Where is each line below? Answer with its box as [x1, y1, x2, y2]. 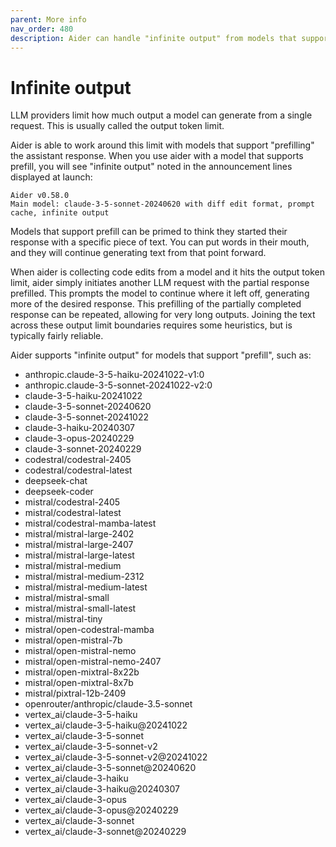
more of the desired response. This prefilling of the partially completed [10, 298, 302, 310]
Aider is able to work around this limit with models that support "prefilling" [10, 139, 315, 151]
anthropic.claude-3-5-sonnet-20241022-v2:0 [24, 379, 213, 391]
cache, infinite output [10, 208, 110, 218]
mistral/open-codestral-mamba [24, 624, 155, 636]
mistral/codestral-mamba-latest [24, 517, 157, 530]
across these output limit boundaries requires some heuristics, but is [10, 319, 293, 331]
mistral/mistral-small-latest [24, 602, 137, 615]
